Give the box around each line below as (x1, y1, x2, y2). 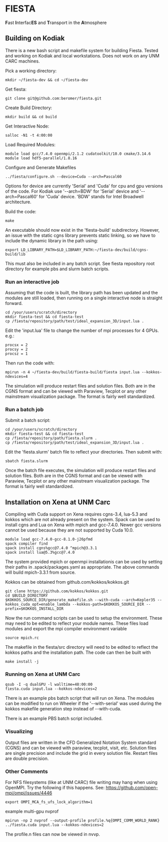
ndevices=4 (5, 374, 28, 379)
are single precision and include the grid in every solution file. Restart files (5, 750, 158, 756)
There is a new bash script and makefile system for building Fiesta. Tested (5, 47, 158, 53)
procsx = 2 (5, 342, 28, 348)
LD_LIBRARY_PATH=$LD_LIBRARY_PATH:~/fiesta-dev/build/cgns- (20, 247, 149, 252)
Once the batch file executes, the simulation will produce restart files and (5, 468, 156, 474)
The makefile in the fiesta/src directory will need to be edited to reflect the (5, 644, 158, 650)
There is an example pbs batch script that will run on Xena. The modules (5, 695, 154, 701)
